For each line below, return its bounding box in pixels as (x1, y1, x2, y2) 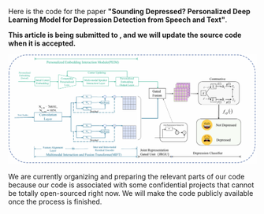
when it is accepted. (8, 39, 76, 48)
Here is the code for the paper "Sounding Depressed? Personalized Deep (8, 7, 251, 16)
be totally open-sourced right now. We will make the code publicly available (8, 188, 254, 197)
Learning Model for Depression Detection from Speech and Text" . (8, 15, 228, 24)
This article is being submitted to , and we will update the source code (8, 31, 242, 39)
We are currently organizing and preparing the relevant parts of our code (8, 172, 245, 181)
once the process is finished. (8, 197, 102, 206)
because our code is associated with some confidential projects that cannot (8, 180, 255, 190)
